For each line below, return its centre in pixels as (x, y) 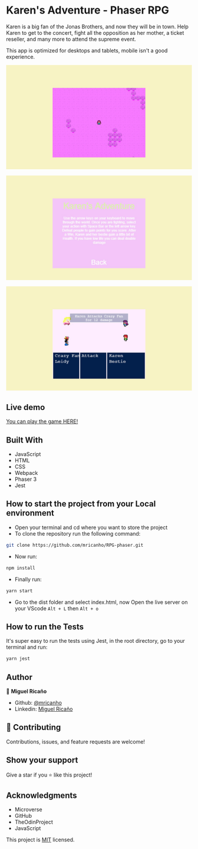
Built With (24, 440)
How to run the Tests (45, 627)
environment (30, 513)
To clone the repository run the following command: (77, 533)
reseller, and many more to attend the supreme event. (71, 39)
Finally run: (28, 579)
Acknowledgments (42, 796)
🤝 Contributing (34, 727)
